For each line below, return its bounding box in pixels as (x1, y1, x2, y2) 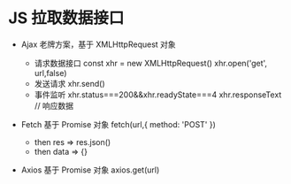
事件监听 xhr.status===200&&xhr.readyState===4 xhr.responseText (34, 89, 282, 100)
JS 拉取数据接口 (8, 8, 125, 28)
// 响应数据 (34, 100, 74, 111)
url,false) (34, 67, 67, 78)
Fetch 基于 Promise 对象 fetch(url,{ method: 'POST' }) (20, 119, 216, 129)
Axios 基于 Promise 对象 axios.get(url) (20, 165, 160, 175)
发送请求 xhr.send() (34, 78, 105, 88)
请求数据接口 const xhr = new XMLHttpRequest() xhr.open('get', (34, 57, 267, 68)
